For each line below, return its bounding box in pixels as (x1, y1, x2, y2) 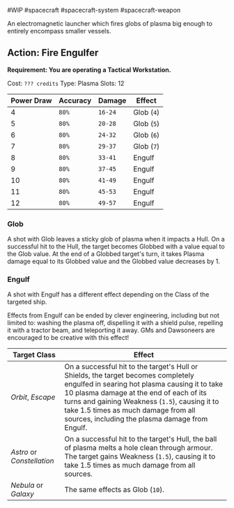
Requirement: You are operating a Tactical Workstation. (7, 66, 172, 74)
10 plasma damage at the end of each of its (64, 388, 207, 398)
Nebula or (10, 481, 44, 491)
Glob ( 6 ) (133, 130, 160, 140)
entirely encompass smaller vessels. (7, 27, 111, 35)
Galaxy (10, 489, 35, 499)
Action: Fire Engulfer (7, 47, 99, 59)
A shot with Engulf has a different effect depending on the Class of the (7, 290, 210, 299)
